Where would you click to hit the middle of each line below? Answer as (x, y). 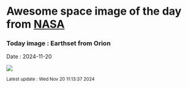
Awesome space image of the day (94, 11)
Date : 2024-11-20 (29, 57)
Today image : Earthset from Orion (59, 43)
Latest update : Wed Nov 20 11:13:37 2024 (51, 79)
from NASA (36, 24)
